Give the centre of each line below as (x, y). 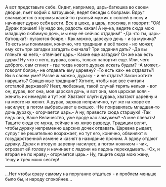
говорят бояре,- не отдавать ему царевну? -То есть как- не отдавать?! (80, 70)
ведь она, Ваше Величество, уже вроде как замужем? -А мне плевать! (80, 117)
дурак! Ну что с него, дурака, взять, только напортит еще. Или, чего (77, 60)
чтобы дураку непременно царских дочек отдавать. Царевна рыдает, (79, 128)
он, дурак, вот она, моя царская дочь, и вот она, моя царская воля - (78, 91)
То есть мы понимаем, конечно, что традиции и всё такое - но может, (80, 44)
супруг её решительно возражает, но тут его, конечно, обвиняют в (76, 133)
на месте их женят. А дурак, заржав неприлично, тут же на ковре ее (78, 102)
